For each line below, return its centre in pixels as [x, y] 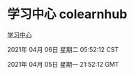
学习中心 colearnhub [67, 14]
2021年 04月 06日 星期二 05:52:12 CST [63, 49]
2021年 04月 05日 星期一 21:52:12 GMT [63, 64]
